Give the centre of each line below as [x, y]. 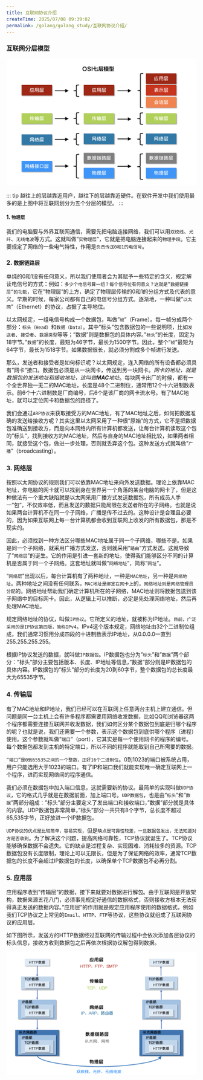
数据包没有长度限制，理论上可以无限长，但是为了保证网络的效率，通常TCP [99, 853]
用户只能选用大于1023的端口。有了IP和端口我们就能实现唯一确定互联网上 [97, 767]
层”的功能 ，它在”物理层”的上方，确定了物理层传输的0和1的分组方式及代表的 [98, 292]
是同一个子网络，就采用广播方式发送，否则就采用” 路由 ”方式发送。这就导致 [98, 548]
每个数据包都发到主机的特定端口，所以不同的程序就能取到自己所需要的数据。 [101, 746]
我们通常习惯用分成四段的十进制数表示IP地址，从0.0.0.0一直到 [94, 634]
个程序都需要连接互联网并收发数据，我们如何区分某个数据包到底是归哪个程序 [101, 724]
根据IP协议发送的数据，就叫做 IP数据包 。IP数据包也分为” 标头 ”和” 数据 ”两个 [95, 655]
